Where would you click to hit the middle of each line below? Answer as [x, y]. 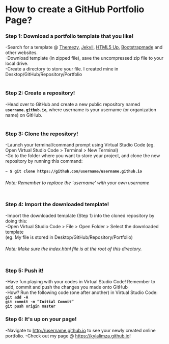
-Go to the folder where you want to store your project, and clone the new [83, 156]
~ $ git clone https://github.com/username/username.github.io [74, 171]
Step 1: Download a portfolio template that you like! [69, 36]
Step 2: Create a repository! [40, 93]
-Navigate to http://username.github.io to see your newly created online [81, 330]
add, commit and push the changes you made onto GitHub [67, 287]
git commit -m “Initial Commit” [39, 302]
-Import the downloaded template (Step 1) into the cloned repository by [80, 215]
